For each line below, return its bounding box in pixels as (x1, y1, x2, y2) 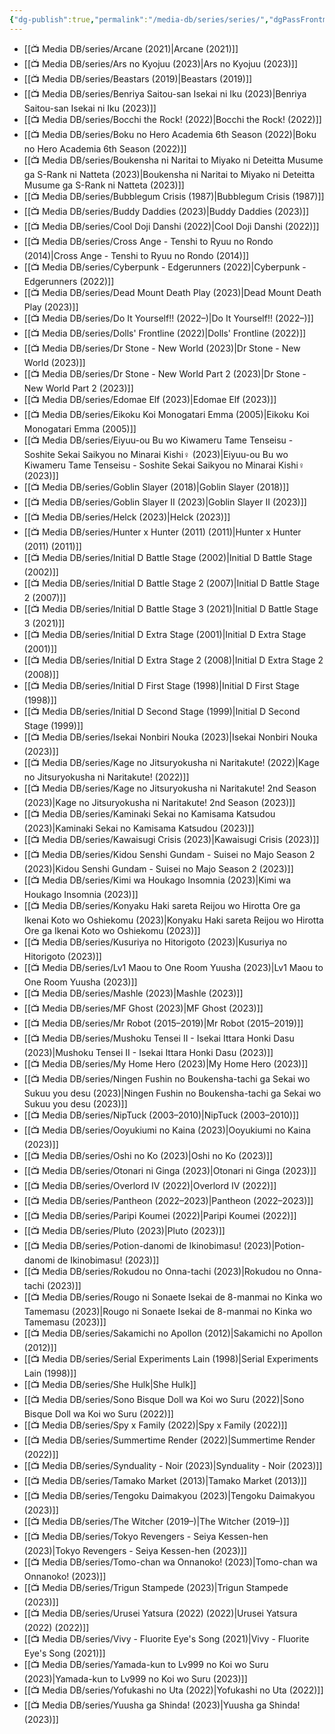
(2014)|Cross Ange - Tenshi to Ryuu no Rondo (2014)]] (23, 249, 250, 261)
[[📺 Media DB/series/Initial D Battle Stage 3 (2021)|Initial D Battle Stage (23, 602, 319, 615)
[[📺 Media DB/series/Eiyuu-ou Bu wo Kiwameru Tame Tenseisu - (23, 434, 294, 446)
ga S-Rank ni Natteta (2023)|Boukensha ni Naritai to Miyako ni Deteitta (23, 168, 316, 180)
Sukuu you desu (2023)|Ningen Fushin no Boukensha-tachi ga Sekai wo (23, 1087, 322, 1099)
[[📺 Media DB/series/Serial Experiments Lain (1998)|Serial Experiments (23, 1352, 319, 1365)
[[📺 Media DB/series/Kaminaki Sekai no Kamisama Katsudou (23, 807, 276, 820)
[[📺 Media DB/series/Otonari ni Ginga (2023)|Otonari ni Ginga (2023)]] (23, 1164, 317, 1176)
